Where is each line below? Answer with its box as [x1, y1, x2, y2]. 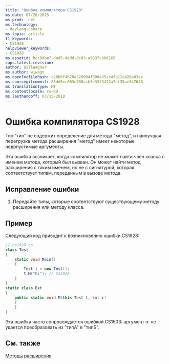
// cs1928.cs [5, 242, 33, 247]
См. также [5, 339, 41, 348]
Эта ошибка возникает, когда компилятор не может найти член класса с [5, 154, 165, 160]
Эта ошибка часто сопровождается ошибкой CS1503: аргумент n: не [5, 319, 156, 325]
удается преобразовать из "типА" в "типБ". [5, 324, 100, 331]
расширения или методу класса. [12, 204, 84, 210]
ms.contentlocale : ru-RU [5, 88, 58, 94]
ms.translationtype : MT [5, 84, 56, 89]
